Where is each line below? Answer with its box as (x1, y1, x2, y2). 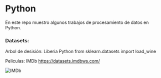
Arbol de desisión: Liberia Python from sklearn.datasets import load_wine (5, 48, 156, 55)
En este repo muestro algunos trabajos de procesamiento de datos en (5, 19, 149, 25)
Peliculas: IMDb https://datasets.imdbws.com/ (5, 58, 100, 64)
